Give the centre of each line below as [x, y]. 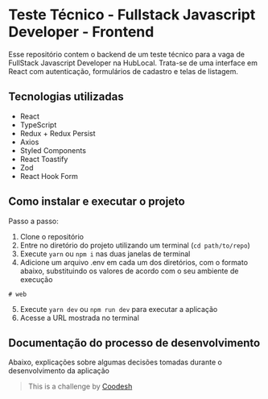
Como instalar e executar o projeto [97, 202]
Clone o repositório [52, 236]
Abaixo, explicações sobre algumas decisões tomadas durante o [115, 362]
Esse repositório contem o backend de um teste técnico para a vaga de [127, 54]
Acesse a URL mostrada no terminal [79, 318]
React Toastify [44, 159]
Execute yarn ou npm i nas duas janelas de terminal [105, 254]
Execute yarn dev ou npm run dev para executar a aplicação [119, 309]
